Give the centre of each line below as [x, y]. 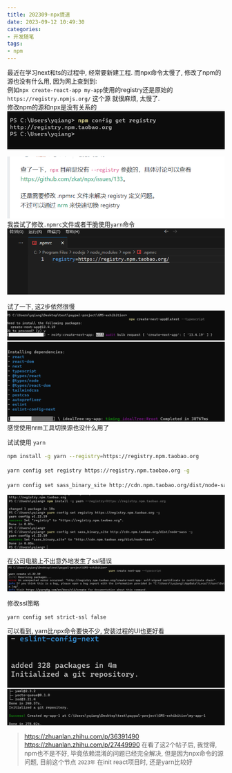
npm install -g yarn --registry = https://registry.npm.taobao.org [103, 456]
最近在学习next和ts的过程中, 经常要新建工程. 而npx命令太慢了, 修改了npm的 [114, 72]
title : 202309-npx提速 [39, 15]
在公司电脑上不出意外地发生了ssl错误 [60, 561]
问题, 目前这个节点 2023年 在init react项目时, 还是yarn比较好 [108, 762]
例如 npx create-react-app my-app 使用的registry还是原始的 [90, 90]
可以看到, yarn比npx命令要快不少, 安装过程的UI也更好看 [86, 631]
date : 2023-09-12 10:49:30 [46, 22]
